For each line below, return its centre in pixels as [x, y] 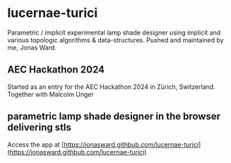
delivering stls [40, 127]
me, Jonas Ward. [32, 47]
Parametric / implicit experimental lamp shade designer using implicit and [114, 32]
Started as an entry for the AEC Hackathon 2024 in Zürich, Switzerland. [111, 87]
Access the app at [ [36, 144]
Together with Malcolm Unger [51, 94]
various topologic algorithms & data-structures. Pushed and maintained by [115, 40]
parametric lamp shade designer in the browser [114, 117]
